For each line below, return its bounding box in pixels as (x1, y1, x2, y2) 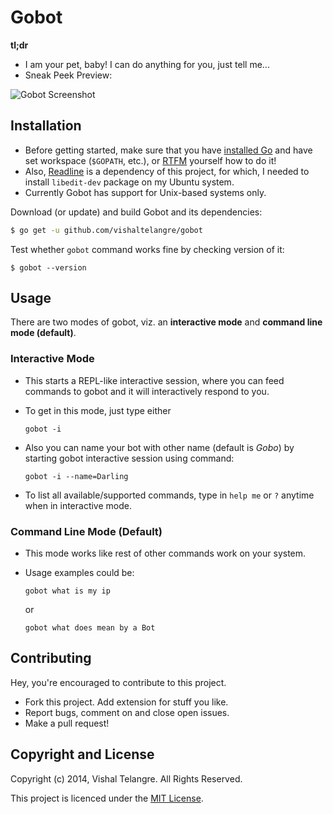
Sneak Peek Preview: (24, 69, 113, 81)
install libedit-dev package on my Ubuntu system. (24, 176, 235, 188)
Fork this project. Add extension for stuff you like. (24, 696, 229, 708)
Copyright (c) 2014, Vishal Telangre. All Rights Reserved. (10, 772, 243, 785)
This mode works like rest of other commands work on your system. (24, 547, 307, 560)
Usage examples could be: (24, 567, 135, 579)
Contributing (10, 650, 92, 667)
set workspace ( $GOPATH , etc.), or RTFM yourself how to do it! (24, 154, 277, 166)
